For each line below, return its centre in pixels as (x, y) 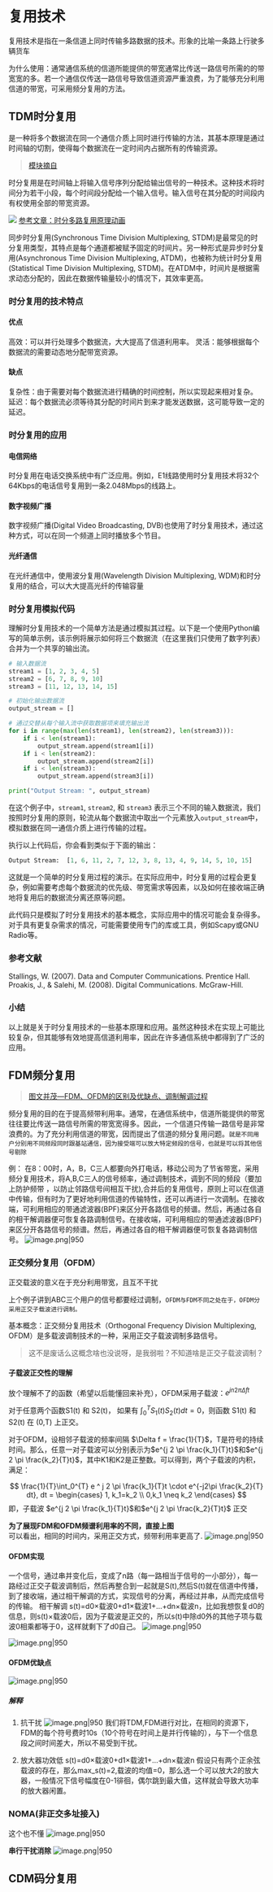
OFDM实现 (26, 1556)
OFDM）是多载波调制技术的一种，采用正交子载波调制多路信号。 (115, 1336)
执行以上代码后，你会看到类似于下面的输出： (83, 845)
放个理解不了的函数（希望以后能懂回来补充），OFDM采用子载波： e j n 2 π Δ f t (129, 1392)
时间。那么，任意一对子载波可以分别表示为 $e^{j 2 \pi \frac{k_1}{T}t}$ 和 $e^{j (136, 1450)
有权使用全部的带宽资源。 (51, 203)
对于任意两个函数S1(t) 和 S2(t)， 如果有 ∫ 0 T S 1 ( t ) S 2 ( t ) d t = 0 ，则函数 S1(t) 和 (132, 1410)
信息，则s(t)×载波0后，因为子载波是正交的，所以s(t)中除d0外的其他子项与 (132, 1616)
